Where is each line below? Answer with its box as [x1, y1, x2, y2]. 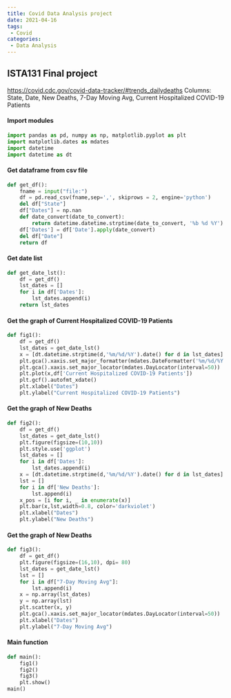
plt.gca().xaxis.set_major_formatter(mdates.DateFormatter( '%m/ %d [19, 357, 214, 365]
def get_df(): [7, 181, 48, 188]
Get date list [7, 254, 43, 262]
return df [19, 239, 48, 246]
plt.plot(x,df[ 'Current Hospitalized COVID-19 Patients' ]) [19, 370, 193, 377]
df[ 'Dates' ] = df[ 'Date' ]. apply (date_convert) [19, 226, 156, 233]
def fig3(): [7, 546, 41, 553]
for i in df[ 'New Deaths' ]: [19, 484, 100, 491]
